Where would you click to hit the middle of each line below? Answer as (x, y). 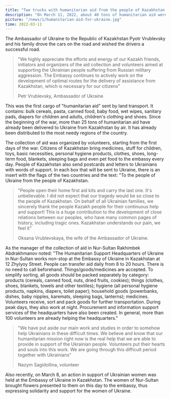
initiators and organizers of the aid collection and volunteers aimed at (90, 65)
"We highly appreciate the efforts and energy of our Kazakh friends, (89, 59)
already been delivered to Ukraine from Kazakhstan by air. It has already (81, 128)
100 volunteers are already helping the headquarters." (62, 318)
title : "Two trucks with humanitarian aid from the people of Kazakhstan (85, 10)
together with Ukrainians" (45, 355)
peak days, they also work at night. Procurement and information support (82, 308)
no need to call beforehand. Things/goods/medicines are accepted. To (79, 269)
